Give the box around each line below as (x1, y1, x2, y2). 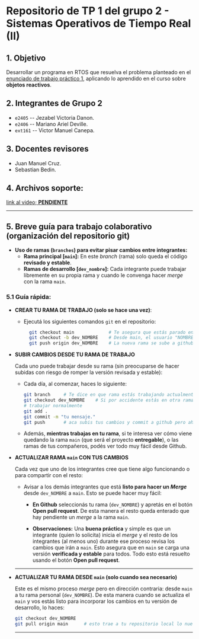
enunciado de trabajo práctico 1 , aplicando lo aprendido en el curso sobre (6, 75, 187, 82)
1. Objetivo (6, 53, 46, 63)
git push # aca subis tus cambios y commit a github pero (23, 419, 186, 425)
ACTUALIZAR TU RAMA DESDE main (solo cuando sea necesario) (14, 574, 178, 581)
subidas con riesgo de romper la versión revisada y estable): (14, 369, 163, 376)
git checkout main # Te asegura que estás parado (28, 329, 186, 336)
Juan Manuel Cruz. (14, 159, 62, 167)
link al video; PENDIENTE (6, 199, 68, 206)
